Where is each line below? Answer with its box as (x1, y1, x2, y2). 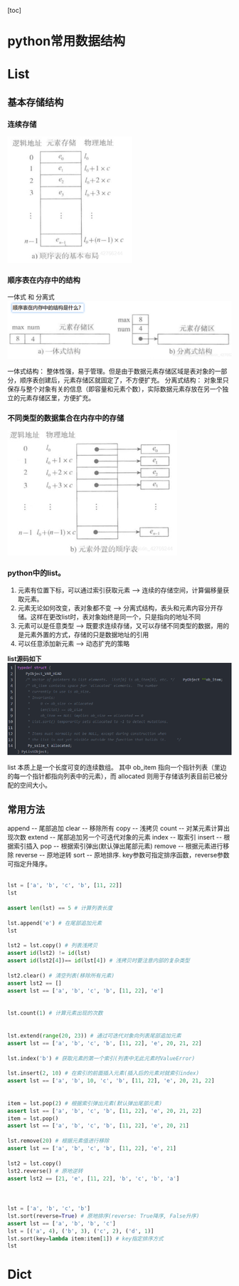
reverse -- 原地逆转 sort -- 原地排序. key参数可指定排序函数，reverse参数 (15, 850, 230, 859)
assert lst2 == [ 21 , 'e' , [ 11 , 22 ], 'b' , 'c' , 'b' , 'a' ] (7, 1175, 180, 1182)
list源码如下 (7, 654, 42, 663)
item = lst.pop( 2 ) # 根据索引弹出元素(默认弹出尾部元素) (7, 1099, 162, 1107)
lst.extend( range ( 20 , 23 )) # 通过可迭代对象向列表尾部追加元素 (7, 1032, 181, 1039)
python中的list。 (7, 568, 65, 578)
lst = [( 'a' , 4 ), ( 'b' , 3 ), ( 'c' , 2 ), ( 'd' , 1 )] (7, 1228, 154, 1235)
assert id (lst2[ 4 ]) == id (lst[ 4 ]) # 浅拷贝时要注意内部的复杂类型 (7, 957, 190, 964)
